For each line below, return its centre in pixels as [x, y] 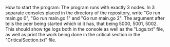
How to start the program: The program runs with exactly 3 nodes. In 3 [80, 7]
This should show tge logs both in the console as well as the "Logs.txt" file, [85, 29]
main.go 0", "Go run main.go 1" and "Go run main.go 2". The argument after [85, 18]
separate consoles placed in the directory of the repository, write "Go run [83, 13]
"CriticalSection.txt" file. [31, 40]
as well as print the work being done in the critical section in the [73, 34]
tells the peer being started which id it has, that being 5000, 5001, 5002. [82, 24]
